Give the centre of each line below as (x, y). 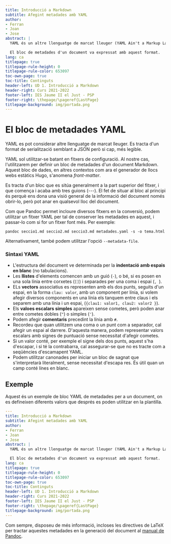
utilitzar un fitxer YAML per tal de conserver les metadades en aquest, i (80, 217)
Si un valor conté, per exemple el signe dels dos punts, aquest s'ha (83, 341)
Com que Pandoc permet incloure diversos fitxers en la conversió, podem (83, 212)
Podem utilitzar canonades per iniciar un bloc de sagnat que (76, 357)
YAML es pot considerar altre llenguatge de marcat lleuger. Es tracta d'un (82, 144)
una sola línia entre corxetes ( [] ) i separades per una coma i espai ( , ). (87, 281)
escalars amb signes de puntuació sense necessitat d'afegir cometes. (86, 336)
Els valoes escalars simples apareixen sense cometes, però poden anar (88, 308)
